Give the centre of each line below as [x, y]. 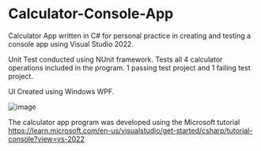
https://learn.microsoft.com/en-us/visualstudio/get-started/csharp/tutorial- [130, 130]
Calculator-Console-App [91, 14]
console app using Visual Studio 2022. [71, 43]
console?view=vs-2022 [47, 138]
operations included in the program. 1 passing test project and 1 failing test [129, 67]
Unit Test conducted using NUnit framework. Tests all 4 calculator [115, 59]
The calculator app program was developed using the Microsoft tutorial [124, 122]
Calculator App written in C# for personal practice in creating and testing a [130, 36]
